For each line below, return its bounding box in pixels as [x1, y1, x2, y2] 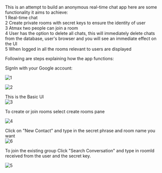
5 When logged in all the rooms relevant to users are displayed [5, 46, 132, 52]
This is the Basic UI [5, 94, 44, 100]
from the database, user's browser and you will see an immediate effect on [5, 35, 157, 41]
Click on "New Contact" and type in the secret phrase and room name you [5, 128, 156, 134]
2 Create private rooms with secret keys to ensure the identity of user [5, 20, 146, 26]
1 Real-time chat [5, 15, 38, 20]
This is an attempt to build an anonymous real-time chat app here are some [5, 4, 157, 10]
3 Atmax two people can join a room [5, 25, 79, 31]
